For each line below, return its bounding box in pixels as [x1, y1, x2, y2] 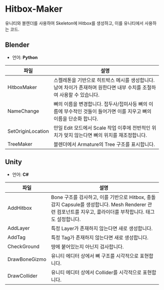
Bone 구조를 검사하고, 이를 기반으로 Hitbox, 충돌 [51, 194, 156, 201]
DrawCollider [7, 272, 38, 279]
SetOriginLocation [7, 128, 49, 134]
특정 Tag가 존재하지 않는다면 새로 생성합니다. [51, 234, 149, 241]
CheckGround [7, 243, 40, 250]
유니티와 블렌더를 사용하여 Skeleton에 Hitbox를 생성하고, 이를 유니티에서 [5, 20, 144, 26]
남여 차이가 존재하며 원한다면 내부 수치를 [53, 84, 142, 91]
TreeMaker [7, 140, 33, 147]
